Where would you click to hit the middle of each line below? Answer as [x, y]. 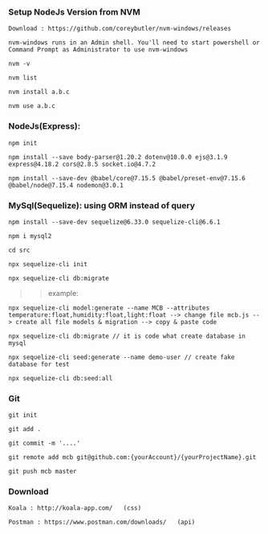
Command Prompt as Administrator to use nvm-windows [98, 50]
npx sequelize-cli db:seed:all [61, 378]
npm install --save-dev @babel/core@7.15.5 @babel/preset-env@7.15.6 [127, 178]
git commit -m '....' [45, 444]
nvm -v [19, 64]
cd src [19, 250]
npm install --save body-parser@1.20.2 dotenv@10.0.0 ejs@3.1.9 [118, 157]
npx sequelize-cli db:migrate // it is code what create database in [127, 336]
